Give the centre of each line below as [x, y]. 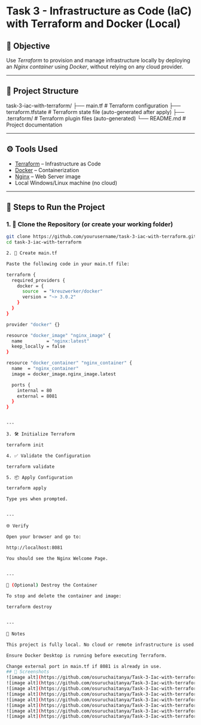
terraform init [25, 445]
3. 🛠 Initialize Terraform [41, 434]
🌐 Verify [17, 526]
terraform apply [26, 488]
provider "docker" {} [33, 324]
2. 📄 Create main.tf [32, 253]
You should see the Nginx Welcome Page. [57, 558]
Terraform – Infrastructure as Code [58, 164]
